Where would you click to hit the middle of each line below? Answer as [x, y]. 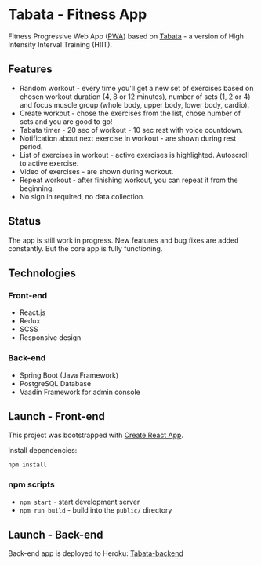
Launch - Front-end [57, 416]
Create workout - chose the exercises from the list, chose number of [130, 113]
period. [31, 146]
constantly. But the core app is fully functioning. [85, 248]
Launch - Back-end [56, 535]
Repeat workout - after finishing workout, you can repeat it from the [129, 180]
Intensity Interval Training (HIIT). [60, 44]
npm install [27, 465]
